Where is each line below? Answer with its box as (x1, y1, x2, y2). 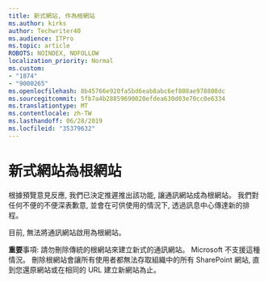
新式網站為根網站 (8, 162, 123, 180)
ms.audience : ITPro (8, 34, 74, 43)
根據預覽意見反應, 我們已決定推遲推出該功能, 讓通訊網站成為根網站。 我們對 (8, 190, 259, 200)
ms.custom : (8, 65, 45, 73)
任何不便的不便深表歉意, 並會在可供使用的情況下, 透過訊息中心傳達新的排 (8, 200, 250, 210)
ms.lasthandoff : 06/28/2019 (8, 117, 103, 125)
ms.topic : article (8, 42, 70, 50)
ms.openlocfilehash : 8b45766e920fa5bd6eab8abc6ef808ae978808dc (8, 86, 226, 95)
